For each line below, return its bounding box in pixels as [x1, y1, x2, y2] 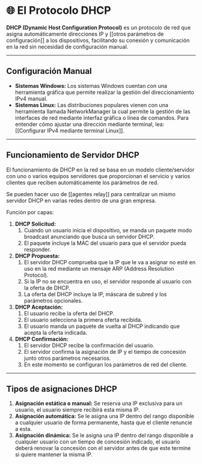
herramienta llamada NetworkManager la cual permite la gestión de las [14, 108, 191, 115]
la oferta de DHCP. [23, 284, 70, 291]
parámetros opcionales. [23, 297, 83, 304]
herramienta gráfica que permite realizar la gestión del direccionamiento [14, 88, 194, 96]
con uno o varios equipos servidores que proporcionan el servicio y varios [6, 172, 191, 179]
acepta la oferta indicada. [23, 329, 88, 336]
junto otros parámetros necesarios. [23, 354, 111, 362]
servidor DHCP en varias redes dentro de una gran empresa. [6, 197, 156, 204]
